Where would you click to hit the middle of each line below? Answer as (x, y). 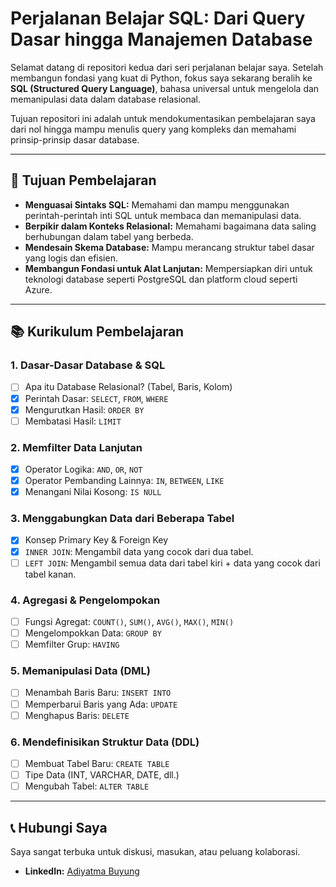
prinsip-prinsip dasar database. (75, 139)
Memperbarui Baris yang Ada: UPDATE (101, 704)
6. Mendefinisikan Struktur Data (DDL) (105, 742)
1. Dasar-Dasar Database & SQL (88, 365)
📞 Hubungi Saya (59, 827)
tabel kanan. (50, 574)
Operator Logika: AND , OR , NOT (83, 469)
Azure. (38, 289)
